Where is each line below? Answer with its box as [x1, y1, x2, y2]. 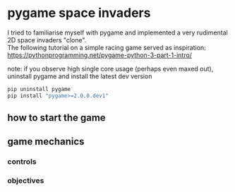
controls [7, 157, 37, 167]
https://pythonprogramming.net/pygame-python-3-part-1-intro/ [7, 51, 193, 59]
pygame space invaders [7, 5, 151, 21]
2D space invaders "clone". [7, 35, 87, 44]
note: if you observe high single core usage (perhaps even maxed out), [7, 64, 214, 73]
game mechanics [7, 136, 85, 148]
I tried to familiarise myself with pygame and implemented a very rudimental [7, 28, 228, 37]
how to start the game [7, 112, 106, 124]
